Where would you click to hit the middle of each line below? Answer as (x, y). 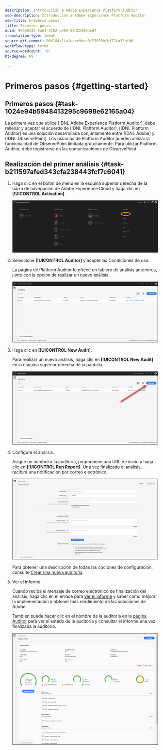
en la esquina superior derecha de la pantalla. (57, 364)
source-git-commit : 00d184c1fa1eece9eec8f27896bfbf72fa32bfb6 (69, 41)
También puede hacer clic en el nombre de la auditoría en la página (79, 616)
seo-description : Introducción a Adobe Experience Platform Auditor (76, 15)
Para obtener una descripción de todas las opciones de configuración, (82, 567)
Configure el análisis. (33, 452)
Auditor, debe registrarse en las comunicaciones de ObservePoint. (71, 149)
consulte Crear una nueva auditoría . (48, 572)
